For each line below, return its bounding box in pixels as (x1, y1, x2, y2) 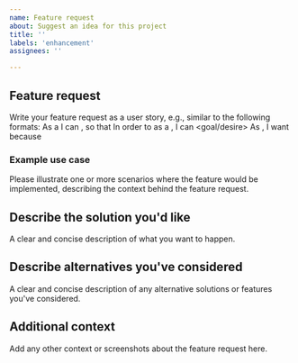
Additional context (9, 319, 115, 334)
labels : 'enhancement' (9, 38, 95, 48)
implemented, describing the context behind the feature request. (9, 184, 249, 195)
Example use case (9, 153, 91, 166)
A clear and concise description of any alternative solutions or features (9, 283, 273, 294)
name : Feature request (9, 13, 95, 23)
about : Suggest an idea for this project (9, 22, 167, 31)
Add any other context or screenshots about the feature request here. (9, 343, 268, 354)
